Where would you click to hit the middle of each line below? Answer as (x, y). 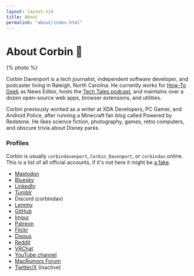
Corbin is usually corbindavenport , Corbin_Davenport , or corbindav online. (95, 156)
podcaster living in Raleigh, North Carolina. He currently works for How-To (96, 85)
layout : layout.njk (30, 11)
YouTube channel (36, 255)
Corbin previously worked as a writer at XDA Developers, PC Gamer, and (94, 109)
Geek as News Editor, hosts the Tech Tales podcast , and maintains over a (95, 92)
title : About (22, 17)
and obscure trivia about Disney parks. (53, 128)
